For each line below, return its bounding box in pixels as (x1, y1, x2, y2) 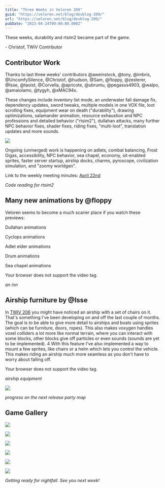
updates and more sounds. (5, 128, 60, 134)
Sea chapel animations (5, 262, 51, 268)
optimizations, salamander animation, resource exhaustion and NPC (5, 113, 143, 119)
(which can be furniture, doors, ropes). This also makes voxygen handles (5, 325, 154, 331)
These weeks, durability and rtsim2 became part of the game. (5, 35, 131, 41)
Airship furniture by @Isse (5, 296, 88, 304)
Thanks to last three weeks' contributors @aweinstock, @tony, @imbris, (5, 72, 151, 78)
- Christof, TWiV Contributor (5, 44, 63, 50)
